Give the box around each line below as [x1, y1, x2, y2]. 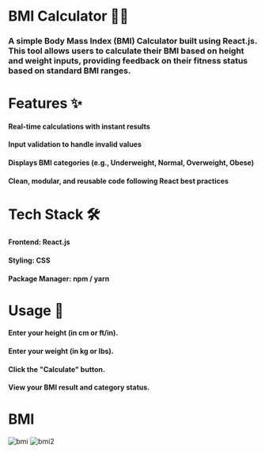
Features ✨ [8, 94, 83, 113]
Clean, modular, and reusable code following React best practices [8, 176, 229, 186]
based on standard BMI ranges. [8, 65, 131, 76]
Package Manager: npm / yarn [8, 274, 110, 283]
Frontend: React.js [8, 237, 70, 247]
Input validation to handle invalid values [8, 140, 142, 149]
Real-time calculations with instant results [8, 121, 150, 131]
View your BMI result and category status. [8, 382, 150, 392]
